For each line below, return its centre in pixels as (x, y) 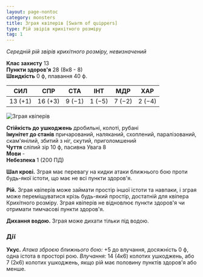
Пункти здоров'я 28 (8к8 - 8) (45, 70)
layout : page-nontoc (32, 12)
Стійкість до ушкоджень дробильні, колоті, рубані (72, 128)
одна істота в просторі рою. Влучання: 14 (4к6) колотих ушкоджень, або (100, 256)
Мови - (16, 154)
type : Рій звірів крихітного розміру (54, 29)
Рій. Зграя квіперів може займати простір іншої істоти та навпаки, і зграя (101, 190)
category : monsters (31, 18)
